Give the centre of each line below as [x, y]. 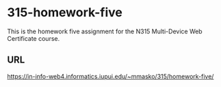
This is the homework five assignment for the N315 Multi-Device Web [105, 31]
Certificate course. [34, 38]
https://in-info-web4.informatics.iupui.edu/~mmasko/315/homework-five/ [110, 76]
